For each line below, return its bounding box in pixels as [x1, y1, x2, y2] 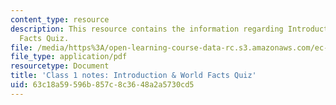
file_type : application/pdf [10, 52, 128, 62]
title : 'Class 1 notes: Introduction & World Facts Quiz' [10, 71, 257, 81]
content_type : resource [10, 14, 110, 25]
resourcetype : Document [10, 61, 110, 71]
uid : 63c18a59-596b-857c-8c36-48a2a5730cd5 [10, 80, 195, 90]
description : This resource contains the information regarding [10, 24, 284, 34]
